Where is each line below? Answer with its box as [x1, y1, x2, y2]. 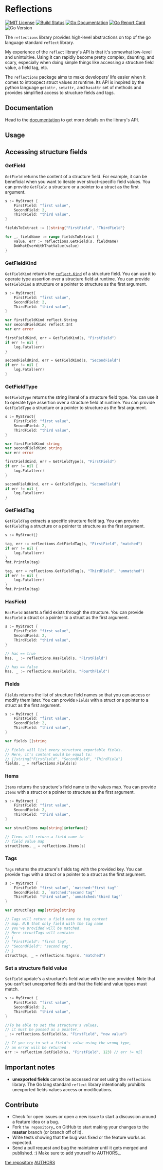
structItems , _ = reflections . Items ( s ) [5, 843, 86, 849]
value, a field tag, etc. [5, 65, 49, 70]
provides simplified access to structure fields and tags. [5, 90, 115, 95]
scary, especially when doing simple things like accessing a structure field [5, 59, 154, 65]
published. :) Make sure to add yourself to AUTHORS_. [12, 1150, 121, 1156]
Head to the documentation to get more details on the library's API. [5, 116, 140, 123]
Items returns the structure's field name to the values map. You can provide [5, 784, 157, 790]
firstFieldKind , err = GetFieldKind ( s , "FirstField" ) [5, 335, 117, 341]
